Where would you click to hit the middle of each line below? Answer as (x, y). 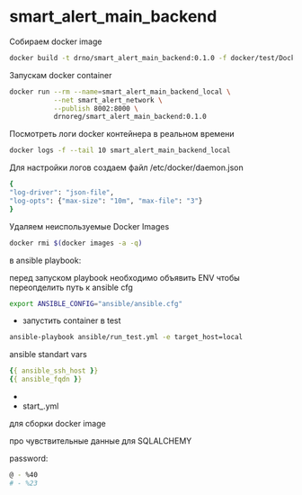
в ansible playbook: (45, 260)
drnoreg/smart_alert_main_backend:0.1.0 (130, 117)
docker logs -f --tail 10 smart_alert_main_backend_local (120, 150)
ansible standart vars (48, 355)
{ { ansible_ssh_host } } (54, 371)
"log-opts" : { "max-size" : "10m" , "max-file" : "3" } (106, 201)
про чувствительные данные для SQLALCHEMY (101, 441)
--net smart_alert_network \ (108, 100)
